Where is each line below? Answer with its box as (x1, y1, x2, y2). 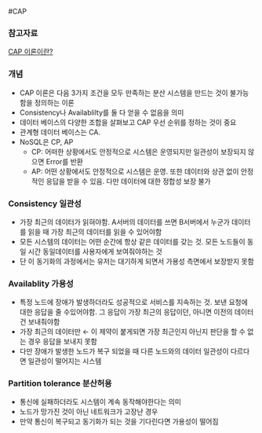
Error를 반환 (45, 156, 84, 166)
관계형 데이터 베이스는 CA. (19, 127, 101, 137)
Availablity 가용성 (8, 278, 75, 289)
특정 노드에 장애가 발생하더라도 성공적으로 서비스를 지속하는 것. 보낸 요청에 (19, 298, 249, 307)
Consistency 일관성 (8, 198, 82, 209)
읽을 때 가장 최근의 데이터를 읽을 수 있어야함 (27, 227, 162, 237)
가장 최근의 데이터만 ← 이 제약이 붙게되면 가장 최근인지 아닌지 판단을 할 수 (19, 327, 246, 336)
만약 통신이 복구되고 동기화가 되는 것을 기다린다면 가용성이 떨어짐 (19, 416, 219, 427)
